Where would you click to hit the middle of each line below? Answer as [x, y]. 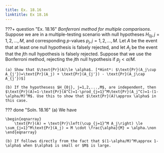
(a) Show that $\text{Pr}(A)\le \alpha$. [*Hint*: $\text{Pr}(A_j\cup [81, 69]
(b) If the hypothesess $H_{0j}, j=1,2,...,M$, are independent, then [81, 87]
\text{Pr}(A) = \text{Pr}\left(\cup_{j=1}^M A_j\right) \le [78, 123]
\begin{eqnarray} [23, 119]
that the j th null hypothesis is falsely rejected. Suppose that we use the [78, 54]
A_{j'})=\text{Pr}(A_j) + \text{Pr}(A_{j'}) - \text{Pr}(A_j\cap [75, 74]
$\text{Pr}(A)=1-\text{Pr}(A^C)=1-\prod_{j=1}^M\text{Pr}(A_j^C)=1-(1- [82, 92]
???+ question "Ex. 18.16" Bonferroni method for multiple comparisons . [78, 29]
